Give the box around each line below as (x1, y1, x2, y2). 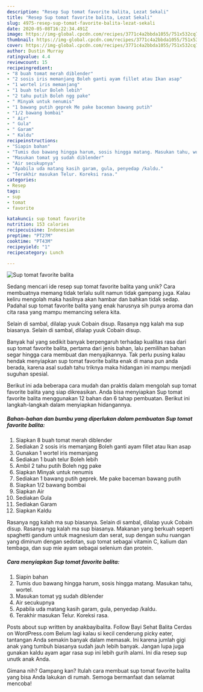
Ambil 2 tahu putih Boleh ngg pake (15, 462, 102, 470)
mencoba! (7, 680, 32, 687)
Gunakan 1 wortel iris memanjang (15, 450, 98, 457)
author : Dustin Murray (7, 48, 64, 54)
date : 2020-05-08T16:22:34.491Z (7, 25, 88, 32)
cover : (7, 43, 23, 49)
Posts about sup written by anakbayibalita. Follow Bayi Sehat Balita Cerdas (7, 623, 192, 631)
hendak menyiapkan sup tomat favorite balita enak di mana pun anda (7, 357, 178, 365)
